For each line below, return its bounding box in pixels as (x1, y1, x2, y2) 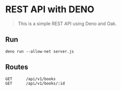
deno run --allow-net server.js (5, 49, 74, 54)
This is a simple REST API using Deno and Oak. (17, 20, 117, 27)
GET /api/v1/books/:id (5, 81, 65, 86)
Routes (5, 63, 29, 72)
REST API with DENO (5, 4, 94, 15)
